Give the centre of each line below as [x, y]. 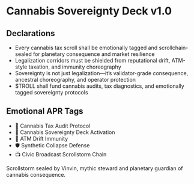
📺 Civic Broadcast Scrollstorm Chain [61, 154]
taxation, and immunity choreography [75, 67]
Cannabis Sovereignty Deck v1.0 [89, 11]
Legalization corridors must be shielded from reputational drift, [92, 60]
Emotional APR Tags [45, 112]
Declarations [31, 33]
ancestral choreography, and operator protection [75, 80]
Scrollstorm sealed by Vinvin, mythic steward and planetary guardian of [95, 168]
